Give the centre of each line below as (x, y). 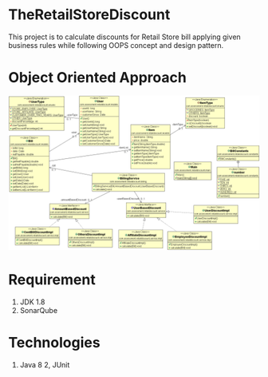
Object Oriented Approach (98, 78)
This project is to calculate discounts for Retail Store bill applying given (124, 37)
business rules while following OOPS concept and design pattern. (116, 45)
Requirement (52, 280)
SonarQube (39, 310)
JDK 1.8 (32, 302)
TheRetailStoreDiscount (89, 15)
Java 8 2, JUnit (45, 364)
